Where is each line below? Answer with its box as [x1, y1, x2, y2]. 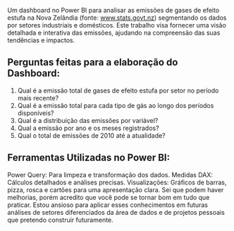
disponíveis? [17, 109, 54, 117]
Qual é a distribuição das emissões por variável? [17, 116, 159, 124]
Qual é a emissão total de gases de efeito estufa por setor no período [17, 86, 219, 95]
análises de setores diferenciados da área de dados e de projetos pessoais [7, 208, 226, 216]
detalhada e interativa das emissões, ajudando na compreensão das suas [7, 28, 221, 37]
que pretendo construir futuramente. [7, 215, 114, 224]
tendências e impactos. [7, 36, 75, 45]
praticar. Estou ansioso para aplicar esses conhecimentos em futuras [7, 201, 208, 209]
